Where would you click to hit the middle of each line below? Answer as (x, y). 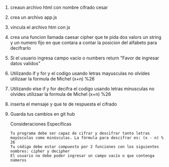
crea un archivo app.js (33, 17)
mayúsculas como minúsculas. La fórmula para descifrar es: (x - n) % (87, 138)
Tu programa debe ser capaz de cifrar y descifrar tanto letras (80, 133)
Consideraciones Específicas (41, 124)
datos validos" (25, 63)
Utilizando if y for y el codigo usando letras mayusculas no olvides (80, 73)
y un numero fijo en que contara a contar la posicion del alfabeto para (83, 43)
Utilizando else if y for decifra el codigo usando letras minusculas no (82, 89)
